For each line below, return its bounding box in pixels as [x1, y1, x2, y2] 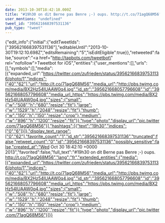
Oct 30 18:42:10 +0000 [51, 144, 97, 150]
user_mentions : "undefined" [5, 16, 63, 21]
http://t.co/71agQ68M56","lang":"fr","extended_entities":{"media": [5, 154, 138, 160]
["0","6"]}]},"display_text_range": [5, 128, 71, 134]
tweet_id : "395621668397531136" [5, 21, 71, 26]
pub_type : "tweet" [5, 26, 43, 31]
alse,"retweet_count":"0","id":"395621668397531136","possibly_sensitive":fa [5, 139, 160, 145]
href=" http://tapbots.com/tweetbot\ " [39, 55, 113, 61]
